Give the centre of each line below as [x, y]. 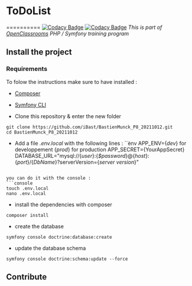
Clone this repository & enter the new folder [68, 116]
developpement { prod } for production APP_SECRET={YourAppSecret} [100, 149]
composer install [27, 215]
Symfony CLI [30, 105]
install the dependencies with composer [63, 204]
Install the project [39, 52]
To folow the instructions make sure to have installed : [72, 82]
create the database [39, 226]
